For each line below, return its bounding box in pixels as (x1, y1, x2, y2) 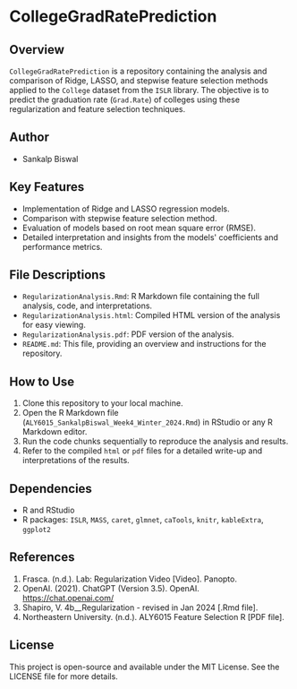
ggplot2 (21, 526, 51, 535)
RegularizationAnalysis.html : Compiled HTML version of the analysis (21, 310, 281, 321)
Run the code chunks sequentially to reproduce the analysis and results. (21, 436, 289, 447)
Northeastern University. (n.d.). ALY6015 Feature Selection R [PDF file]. (21, 611, 284, 622)
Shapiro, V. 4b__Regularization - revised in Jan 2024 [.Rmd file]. (21, 602, 259, 613)
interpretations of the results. (21, 455, 130, 466)
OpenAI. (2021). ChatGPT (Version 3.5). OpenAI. (21, 582, 199, 593)
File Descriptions (9, 267, 106, 283)
